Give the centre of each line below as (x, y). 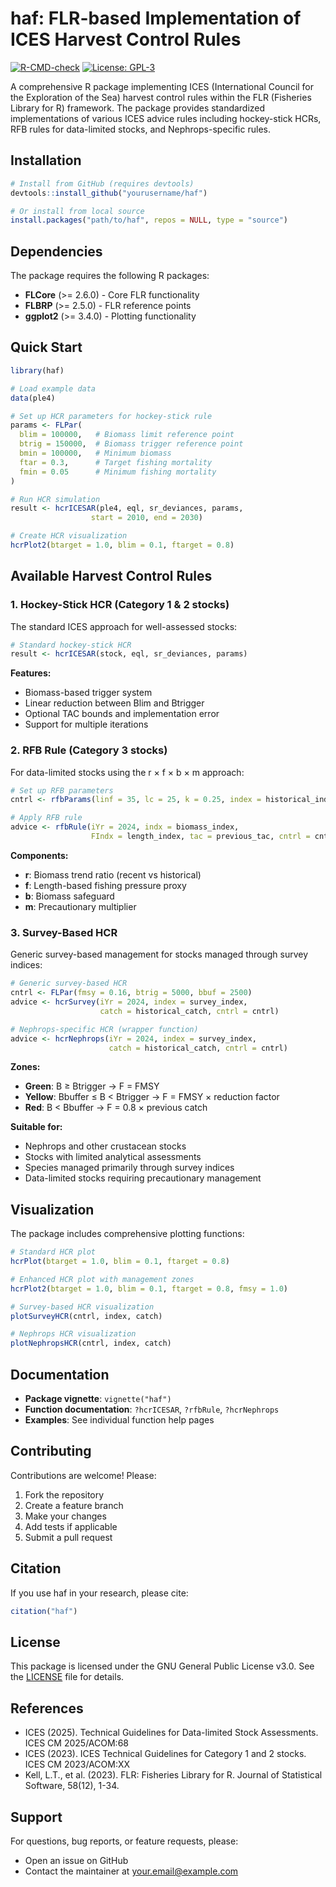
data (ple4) (33, 398)
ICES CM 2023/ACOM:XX (77, 1764)
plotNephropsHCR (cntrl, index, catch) (91, 1343)
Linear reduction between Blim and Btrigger (114, 703)
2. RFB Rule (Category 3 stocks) (89, 750)
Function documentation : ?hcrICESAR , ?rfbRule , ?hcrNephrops (152, 1409)
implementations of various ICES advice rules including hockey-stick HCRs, (166, 118)
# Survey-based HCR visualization (82, 1307)
